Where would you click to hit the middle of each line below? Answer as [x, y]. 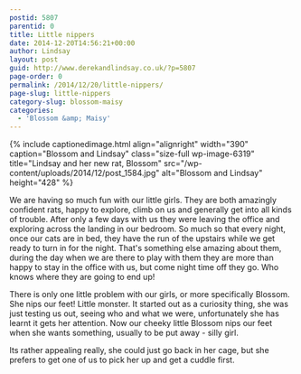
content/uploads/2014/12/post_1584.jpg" [85, 173]
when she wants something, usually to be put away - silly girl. [124, 333]
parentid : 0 [32, 26]
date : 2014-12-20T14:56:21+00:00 [72, 43]
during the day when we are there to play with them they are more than [141, 257]
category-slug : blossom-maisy [66, 102]
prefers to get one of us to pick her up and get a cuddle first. [122, 360]
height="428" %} [42, 182]
